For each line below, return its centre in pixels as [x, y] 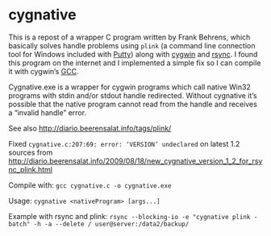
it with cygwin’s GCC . [44, 71]
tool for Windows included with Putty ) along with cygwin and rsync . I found [133, 54]
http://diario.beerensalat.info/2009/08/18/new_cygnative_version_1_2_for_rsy [135, 161]
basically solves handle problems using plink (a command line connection [132, 45]
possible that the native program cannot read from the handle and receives [133, 104]
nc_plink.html [30, 169]
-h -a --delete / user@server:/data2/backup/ [111, 224]
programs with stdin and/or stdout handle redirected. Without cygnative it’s [133, 95]
